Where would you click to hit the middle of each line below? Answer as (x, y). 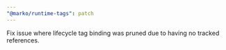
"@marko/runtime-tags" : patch (50, 13)
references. (23, 40)
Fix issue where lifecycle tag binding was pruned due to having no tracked (113, 33)
